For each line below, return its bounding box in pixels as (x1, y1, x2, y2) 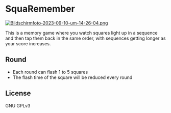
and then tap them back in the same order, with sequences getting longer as (5, 35, 166, 41)
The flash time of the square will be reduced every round (12, 74, 133, 80)
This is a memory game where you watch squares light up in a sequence (5, 30, 158, 36)
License (5, 89, 31, 98)
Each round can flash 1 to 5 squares (12, 69, 88, 75)
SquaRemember (5, 3, 75, 15)
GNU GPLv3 (5, 102, 31, 108)
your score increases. (5, 40, 51, 46)
